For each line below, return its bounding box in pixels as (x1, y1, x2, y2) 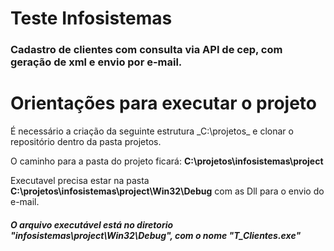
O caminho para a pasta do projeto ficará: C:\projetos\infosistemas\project (10, 155, 324, 167)
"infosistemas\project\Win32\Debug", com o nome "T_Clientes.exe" (10, 229, 302, 241)
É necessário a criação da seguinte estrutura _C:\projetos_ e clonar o (10, 125, 294, 137)
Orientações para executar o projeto (10, 92, 317, 115)
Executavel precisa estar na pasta (10, 175, 150, 187)
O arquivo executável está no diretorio (10, 218, 174, 231)
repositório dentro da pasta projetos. (10, 136, 162, 148)
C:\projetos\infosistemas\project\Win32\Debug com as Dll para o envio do (10, 185, 325, 197)
